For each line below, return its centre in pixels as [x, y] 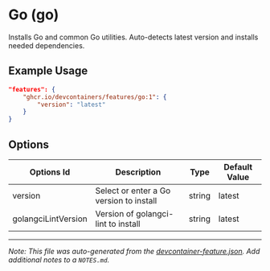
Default [238, 166]
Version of [115, 213]
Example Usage [48, 71]
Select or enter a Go [133, 191]
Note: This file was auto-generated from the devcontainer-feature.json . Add [134, 251]
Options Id [50, 172]
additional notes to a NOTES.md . [59, 260]
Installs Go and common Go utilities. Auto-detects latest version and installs [133, 37]
